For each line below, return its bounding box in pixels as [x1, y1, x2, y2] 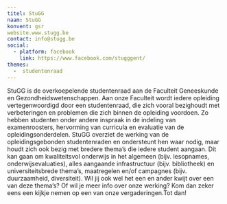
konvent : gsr [7, 23, 45, 30]
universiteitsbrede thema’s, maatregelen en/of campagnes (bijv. [7, 166, 187, 175]
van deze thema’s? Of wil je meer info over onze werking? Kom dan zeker [7, 181, 214, 190]
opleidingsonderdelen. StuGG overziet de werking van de [7, 130, 169, 138]
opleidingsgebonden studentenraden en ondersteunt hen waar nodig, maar [7, 137, 219, 146]
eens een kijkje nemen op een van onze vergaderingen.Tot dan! [7, 188, 187, 196]
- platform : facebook [13, 49, 75, 56]
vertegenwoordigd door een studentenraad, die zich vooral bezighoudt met [7, 101, 220, 109]
